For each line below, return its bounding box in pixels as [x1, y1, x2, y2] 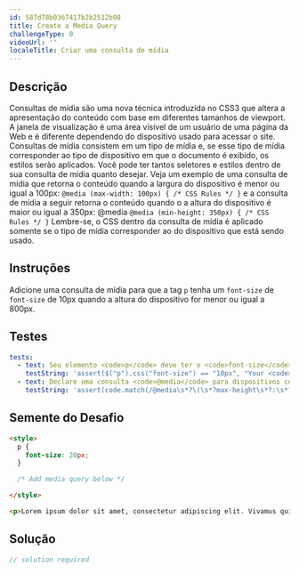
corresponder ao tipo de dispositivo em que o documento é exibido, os [9, 149, 270, 160]
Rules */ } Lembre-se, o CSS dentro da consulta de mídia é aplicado [9, 215, 264, 227]
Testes [9, 329, 48, 344]
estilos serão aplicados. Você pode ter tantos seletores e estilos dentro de [9, 159, 281, 170]
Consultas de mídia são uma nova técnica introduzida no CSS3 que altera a [9, 102, 286, 113]
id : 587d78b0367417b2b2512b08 [9, 12, 122, 22]
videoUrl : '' [9, 37, 58, 47]
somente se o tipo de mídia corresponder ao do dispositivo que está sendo [9, 225, 285, 236]
